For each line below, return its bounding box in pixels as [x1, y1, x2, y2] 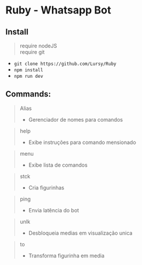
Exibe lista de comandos [28, 161, 88, 168]
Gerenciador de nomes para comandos [28, 116, 123, 123]
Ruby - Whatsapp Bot [5, 4, 112, 17]
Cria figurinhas [28, 184, 65, 191]
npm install [13, 67, 43, 73]
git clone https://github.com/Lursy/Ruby [13, 61, 116, 67]
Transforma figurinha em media [28, 252, 105, 259]
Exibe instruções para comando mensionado [28, 139, 137, 146]
